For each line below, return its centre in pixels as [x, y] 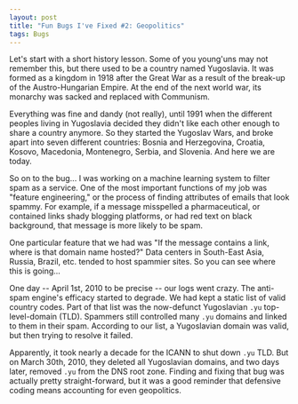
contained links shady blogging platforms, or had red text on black [131, 216]
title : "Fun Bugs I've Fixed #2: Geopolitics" [97, 26]
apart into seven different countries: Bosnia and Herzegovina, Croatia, [137, 142]
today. [21, 162]
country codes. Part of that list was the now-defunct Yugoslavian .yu [136, 307]
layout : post [33, 17]
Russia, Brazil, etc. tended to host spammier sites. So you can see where [142, 262]
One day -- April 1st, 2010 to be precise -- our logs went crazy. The [132, 289]
